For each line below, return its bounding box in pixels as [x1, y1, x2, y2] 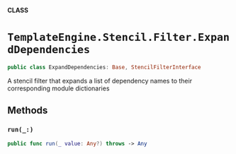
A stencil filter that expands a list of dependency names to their [7, 76, 193, 85]
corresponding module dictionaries [7, 84, 110, 93]
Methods [7, 105, 48, 117]
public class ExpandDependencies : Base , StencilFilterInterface [7, 64, 201, 71]
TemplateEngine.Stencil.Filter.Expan [7, 31, 230, 45]
